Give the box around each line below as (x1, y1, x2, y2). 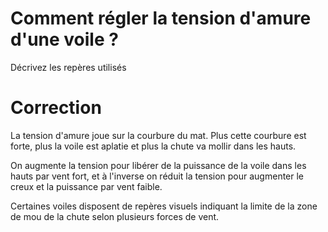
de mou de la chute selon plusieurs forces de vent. (10, 210, 220, 222)
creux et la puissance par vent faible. (10, 180, 163, 192)
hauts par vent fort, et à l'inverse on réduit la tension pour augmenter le (10, 170, 305, 182)
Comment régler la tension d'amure (10, 7, 312, 30)
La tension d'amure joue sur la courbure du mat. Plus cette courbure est (10, 129, 307, 141)
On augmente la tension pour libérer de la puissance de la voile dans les (10, 159, 307, 171)
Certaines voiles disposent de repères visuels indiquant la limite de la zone (10, 200, 318, 212)
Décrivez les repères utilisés (10, 61, 127, 73)
